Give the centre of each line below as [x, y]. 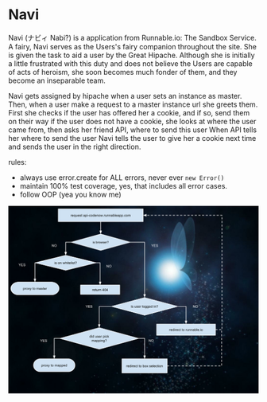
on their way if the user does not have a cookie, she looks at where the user [132, 121]
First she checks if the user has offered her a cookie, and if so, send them [129, 112]
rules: [17, 162]
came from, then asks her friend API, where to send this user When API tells [132, 130]
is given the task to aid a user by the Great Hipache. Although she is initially [132, 55]
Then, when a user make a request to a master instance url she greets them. [133, 104]
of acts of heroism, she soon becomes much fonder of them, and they [123, 72]
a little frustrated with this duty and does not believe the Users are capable [130, 63]
